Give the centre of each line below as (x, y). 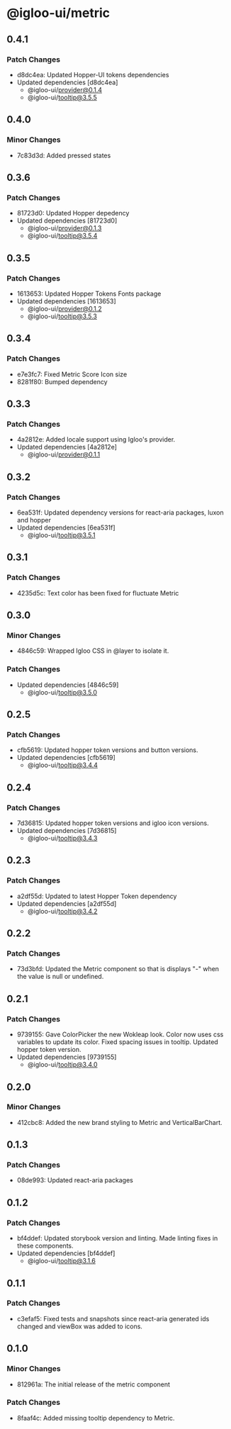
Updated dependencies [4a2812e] (67, 447)
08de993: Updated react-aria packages (75, 1180)
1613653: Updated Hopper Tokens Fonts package (89, 293)
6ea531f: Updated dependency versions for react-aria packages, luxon (120, 512)
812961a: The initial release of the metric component (94, 1384)
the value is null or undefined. (60, 977)
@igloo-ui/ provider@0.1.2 (64, 308)
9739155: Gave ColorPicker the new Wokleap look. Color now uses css (120, 1035)
